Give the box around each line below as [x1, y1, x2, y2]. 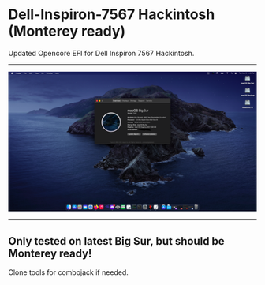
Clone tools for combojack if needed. [8, 268, 129, 277]
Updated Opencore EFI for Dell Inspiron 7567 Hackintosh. [8, 48, 195, 58]
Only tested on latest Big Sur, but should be [8, 234, 225, 248]
